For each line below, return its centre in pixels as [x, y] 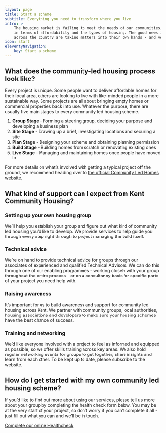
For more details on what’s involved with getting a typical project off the [78, 167]
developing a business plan [40, 126]
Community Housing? [40, 201]
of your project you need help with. [41, 281]
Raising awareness [28, 294]
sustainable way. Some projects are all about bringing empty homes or [77, 101]
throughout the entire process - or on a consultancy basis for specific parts [82, 276]
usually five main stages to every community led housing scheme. [72, 112]
